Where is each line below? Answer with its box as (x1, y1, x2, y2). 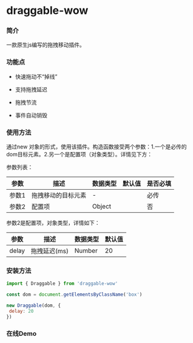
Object (92, 202, 112, 211)
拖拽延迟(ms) (30, 247, 69, 255)
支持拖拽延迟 (15, 85, 47, 93)
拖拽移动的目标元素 (31, 191, 87, 200)
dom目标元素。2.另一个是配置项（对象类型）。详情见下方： (6, 151, 153, 158)
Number (74, 247, 98, 255)
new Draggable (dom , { (6, 302, 61, 309)
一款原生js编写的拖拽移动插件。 (6, 41, 85, 48)
